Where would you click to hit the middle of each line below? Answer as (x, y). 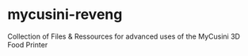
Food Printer (28, 44)
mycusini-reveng (65, 15)
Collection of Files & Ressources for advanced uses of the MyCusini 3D (124, 36)
